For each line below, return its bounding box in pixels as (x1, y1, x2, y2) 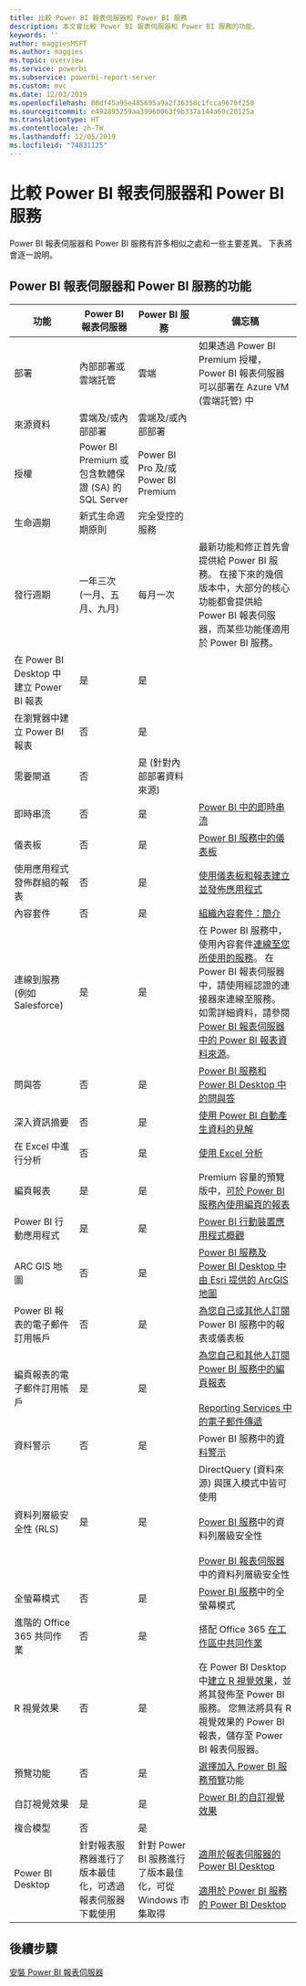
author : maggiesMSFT (9, 38, 88, 48)
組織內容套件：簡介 (199, 906, 281, 919)
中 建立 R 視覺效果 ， (199, 1674, 283, 1686)
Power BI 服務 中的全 (199, 1585, 285, 1598)
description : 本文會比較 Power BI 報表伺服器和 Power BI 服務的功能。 (9, 22, 260, 31)
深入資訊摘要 (14, 1115, 70, 1128)
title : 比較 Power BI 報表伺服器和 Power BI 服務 (9, 13, 189, 23)
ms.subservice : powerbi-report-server (9, 73, 157, 82)
